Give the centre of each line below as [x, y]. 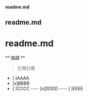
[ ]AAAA [21, 78]
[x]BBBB [21, 83]
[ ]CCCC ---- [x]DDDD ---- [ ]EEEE [48, 88]
